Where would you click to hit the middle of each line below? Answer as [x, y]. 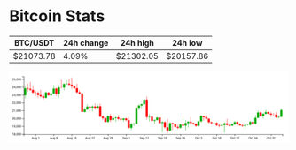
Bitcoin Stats [57, 16]
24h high [137, 43]
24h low [187, 43]
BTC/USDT [35, 43]
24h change [86, 43]
